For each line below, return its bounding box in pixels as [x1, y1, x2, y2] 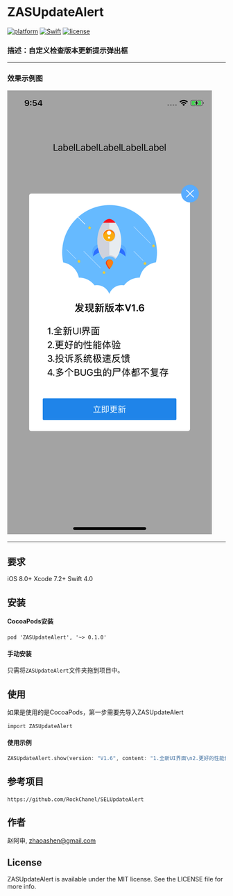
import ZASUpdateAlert [7, 723, 73, 730]
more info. [7, 882, 37, 891]
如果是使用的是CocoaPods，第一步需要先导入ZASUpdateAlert [7, 708, 184, 716]
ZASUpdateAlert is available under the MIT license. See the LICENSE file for [7, 875, 223, 884]
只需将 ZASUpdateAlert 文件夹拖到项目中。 [7, 666, 124, 675]
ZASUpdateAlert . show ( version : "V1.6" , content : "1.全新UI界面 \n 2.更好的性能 [7, 755, 225, 762]
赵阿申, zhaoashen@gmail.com [7, 836, 96, 845]
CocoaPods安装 [7, 617, 54, 626]
